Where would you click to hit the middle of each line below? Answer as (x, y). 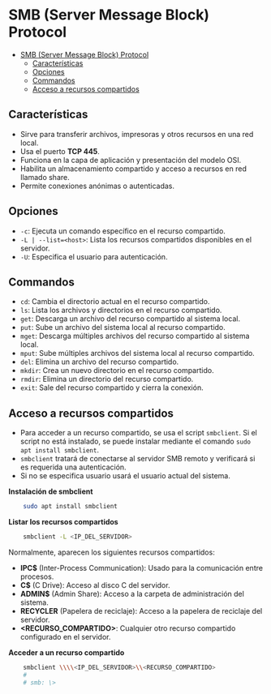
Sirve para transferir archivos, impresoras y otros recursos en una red (137, 134)
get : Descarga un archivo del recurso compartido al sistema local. (130, 319)
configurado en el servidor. (65, 636)
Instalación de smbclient (51, 491)
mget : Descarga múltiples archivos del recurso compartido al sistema (135, 336)
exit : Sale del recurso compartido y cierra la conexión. (112, 388)
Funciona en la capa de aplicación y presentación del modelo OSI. (131, 160)
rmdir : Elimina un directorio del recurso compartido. (107, 379)
